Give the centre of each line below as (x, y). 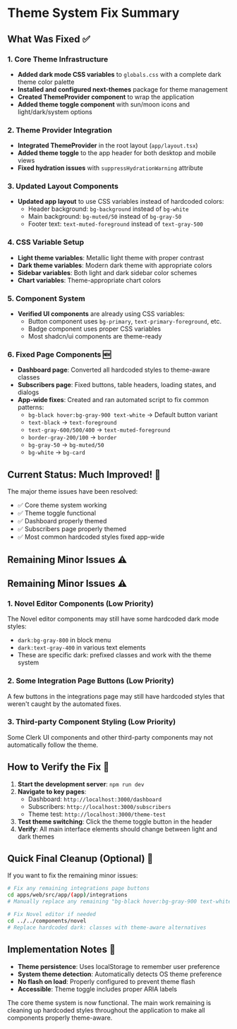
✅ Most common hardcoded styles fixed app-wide (91, 537)
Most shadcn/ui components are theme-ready (95, 336)
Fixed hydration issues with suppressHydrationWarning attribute (110, 168)
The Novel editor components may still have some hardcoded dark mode (113, 619)
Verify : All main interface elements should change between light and (117, 829)
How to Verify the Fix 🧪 (58, 767)
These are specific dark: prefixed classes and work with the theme (114, 655)
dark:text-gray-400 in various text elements (81, 647)
